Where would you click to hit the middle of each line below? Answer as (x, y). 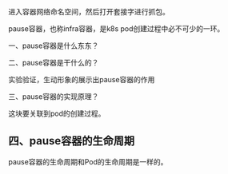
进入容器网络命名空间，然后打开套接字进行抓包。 (89, 12)
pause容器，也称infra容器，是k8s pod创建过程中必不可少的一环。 (116, 29)
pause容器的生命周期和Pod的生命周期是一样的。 (88, 161)
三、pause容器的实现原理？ (54, 97)
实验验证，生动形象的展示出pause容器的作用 (82, 79)
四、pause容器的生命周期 (71, 141)
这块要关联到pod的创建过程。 (57, 113)
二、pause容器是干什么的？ (54, 63)
